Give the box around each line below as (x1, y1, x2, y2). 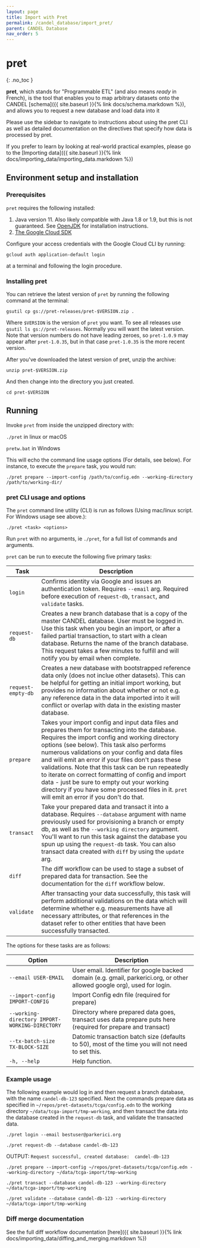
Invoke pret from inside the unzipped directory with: (6, 422, 135, 429)
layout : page (6, 8, 39, 15)
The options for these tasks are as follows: (6, 942, 111, 949)
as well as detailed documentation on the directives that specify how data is (6, 125, 192, 132)
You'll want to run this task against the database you (41, 832, 187, 841)
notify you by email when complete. (41, 654, 141, 663)
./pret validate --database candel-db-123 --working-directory (6, 1195, 167, 1202)
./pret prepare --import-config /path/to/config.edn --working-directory (6, 474, 193, 480)
